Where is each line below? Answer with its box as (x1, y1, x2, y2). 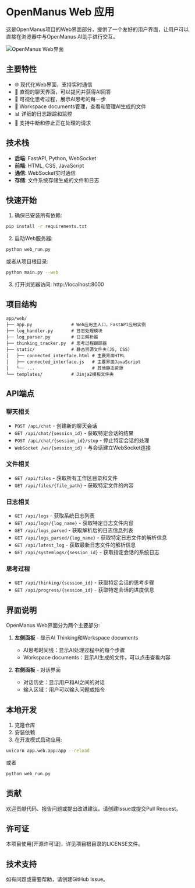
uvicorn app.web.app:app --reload (6, 748, 90, 754)
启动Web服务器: (14, 235, 53, 242)
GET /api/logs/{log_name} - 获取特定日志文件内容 (14, 520, 134, 527)
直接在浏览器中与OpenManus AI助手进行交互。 (6, 33, 118, 40)
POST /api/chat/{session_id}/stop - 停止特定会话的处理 (14, 437, 150, 444)
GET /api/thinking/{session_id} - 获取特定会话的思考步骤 (14, 579, 154, 586)
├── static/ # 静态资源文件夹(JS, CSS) (6, 346, 130, 353)
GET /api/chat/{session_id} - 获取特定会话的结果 (14, 429, 134, 436)
